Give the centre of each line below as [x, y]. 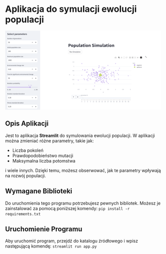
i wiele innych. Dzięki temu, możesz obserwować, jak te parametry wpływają [83, 170]
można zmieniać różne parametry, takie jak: [49, 141]
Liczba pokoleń [28, 150]
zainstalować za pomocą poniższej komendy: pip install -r [67, 208]
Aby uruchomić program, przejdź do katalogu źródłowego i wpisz [72, 241]
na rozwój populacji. [25, 175]
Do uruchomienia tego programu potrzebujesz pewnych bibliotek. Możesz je [83, 203]
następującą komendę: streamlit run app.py [51, 246]
